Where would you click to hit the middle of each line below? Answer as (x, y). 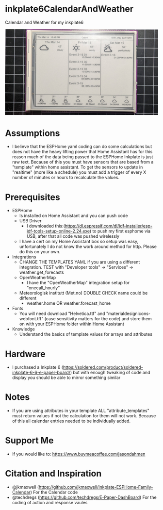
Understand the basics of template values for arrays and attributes (86, 334)
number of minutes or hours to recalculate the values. (66, 178)
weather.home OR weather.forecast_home (68, 303)
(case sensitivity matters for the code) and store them (98, 319)
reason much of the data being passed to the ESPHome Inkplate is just (82, 157)
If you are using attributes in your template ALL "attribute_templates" (81, 411)
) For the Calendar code (54, 492)
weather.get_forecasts (41, 272)
